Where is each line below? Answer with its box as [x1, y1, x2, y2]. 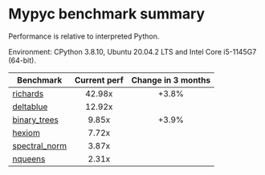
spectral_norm [12, 140, 67, 151]
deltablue [12, 101, 48, 112]
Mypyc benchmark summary [8, 5, 206, 23]
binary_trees [12, 114, 59, 125]
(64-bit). [8, 55, 36, 65]
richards [12, 87, 44, 99]
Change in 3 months [131, 74, 211, 85]
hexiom [12, 127, 40, 138]
